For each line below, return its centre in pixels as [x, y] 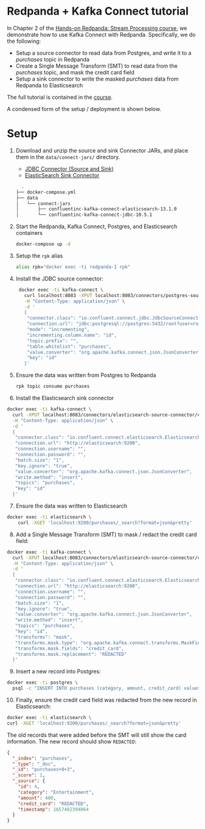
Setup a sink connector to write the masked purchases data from [97, 79]
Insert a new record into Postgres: [58, 672]
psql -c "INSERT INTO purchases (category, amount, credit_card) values [106, 688]
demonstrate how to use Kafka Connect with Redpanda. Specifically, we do [101, 34]
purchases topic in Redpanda [53, 59]
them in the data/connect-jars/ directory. [68, 157]
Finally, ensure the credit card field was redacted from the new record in [106, 700]
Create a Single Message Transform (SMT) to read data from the [97, 66]
